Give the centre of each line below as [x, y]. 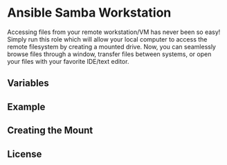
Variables [28, 84]
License [25, 154]
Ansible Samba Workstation [89, 13]
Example [26, 106]
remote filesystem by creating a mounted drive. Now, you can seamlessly [112, 46]
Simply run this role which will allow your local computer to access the [107, 39]
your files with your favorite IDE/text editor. [68, 61]
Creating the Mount [50, 131]
